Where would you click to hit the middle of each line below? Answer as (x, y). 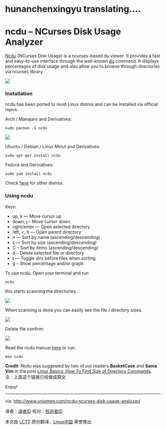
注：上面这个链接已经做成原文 (35, 377)
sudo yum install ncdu (28, 174)
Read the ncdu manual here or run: (41, 348)
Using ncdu (19, 196)
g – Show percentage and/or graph (48, 263)
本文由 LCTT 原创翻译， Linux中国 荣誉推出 (48, 422)
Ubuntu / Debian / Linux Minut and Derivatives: (53, 147)
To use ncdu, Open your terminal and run (47, 273)
